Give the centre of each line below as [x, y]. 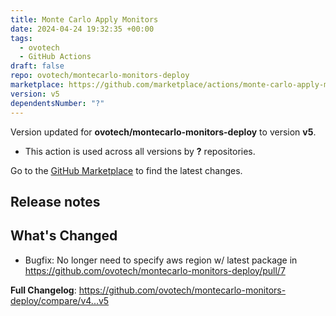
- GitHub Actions [55, 57]
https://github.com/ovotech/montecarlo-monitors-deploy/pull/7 [155, 270]
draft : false [37, 66]
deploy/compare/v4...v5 [60, 300]
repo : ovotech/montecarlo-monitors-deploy [100, 76]
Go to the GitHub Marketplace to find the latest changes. [126, 170]
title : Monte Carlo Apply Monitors [84, 19]
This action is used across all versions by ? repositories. [140, 151]
